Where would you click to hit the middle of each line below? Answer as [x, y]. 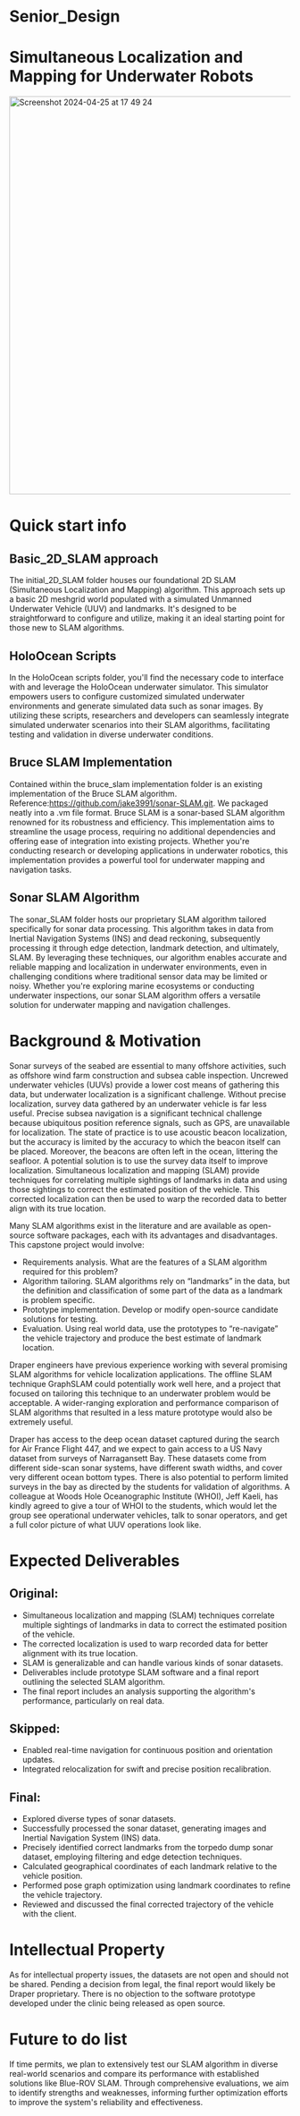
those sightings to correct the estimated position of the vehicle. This [135, 1189]
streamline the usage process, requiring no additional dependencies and [142, 831]
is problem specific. [58, 1299]
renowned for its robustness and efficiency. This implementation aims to [142, 822]
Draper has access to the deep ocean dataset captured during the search [144, 1439]
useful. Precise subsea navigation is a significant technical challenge [136, 1113]
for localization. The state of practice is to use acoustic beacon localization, [148, 1132]
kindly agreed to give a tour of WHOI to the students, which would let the [143, 1505]
